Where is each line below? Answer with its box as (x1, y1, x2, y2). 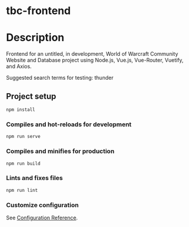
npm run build (6, 160, 41, 167)
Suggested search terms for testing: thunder (6, 74, 114, 82)
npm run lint (6, 187, 38, 193)
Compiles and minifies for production (6, 147, 114, 155)
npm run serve (6, 134, 41, 140)
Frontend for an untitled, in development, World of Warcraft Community (6, 50, 178, 57)
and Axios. (6, 63, 32, 70)
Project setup (6, 91, 57, 101)
